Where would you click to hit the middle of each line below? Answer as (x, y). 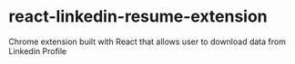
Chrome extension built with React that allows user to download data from (147, 41)
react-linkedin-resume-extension (138, 17)
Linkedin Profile (38, 50)
